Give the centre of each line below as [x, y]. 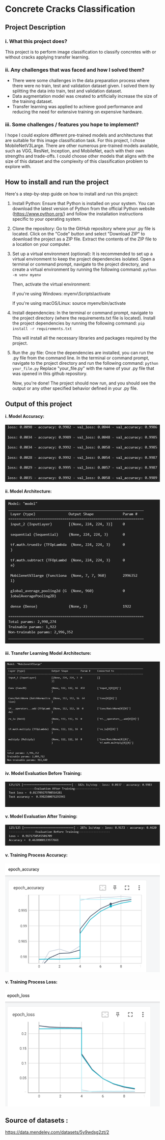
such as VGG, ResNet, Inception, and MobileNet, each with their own [75, 151]
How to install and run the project [57, 182]
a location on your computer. [41, 244]
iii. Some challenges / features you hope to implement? [72, 125]
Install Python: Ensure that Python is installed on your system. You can [83, 204]
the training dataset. [32, 101]
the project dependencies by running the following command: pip [78, 323]
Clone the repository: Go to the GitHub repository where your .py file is [84, 229]
